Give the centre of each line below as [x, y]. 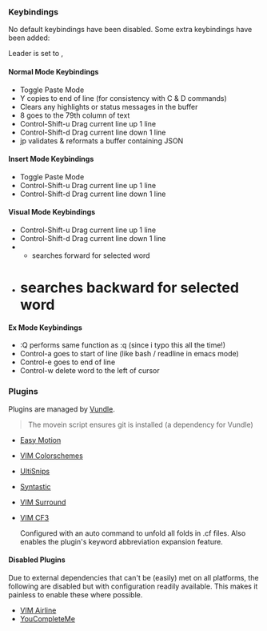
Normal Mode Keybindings [54, 71]
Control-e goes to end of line [68, 362]
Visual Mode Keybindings [52, 212]
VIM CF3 [34, 517]
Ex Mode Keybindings [45, 328]
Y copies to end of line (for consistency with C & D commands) [124, 98]
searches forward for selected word [91, 255]
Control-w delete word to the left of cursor [90, 371]
